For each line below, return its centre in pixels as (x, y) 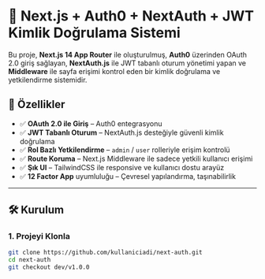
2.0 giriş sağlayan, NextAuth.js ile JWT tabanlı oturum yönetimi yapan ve (127, 63)
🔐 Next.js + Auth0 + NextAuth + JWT (131, 16)
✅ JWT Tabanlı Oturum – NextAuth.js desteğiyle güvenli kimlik (121, 132)
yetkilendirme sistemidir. (48, 80)
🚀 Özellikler (37, 104)
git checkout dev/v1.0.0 (49, 267)
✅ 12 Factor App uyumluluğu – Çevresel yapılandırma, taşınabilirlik (128, 176)
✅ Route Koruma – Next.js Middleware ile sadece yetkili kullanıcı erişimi (136, 158)
